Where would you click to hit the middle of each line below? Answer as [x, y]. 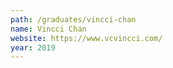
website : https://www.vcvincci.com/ [86, 38]
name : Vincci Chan [48, 29]
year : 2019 [33, 47]
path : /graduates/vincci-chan [73, 19]
